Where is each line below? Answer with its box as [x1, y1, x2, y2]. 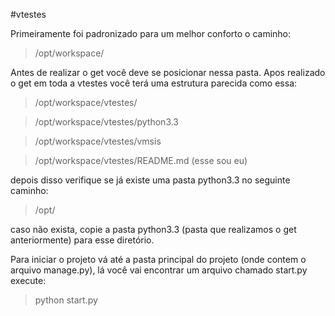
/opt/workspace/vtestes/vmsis [34, 135, 162, 147]
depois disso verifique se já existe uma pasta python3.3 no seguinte [10, 174, 291, 186]
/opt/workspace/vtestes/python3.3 [34, 116, 180, 128]
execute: [10, 275, 47, 286]
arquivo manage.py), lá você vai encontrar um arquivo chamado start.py [10, 264, 308, 276]
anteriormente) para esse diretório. [10, 234, 155, 246]
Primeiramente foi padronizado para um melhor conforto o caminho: [10, 28, 292, 39]
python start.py [34, 294, 98, 306]
